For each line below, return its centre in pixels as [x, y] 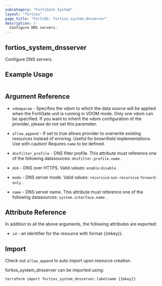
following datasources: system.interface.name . [60, 197]
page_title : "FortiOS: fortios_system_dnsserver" [56, 19]
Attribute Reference [36, 212]
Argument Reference [37, 96]
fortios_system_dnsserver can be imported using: [54, 270]
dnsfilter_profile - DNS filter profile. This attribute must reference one [84, 153]
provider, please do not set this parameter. [54, 124]
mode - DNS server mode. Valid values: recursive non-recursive [76, 177]
